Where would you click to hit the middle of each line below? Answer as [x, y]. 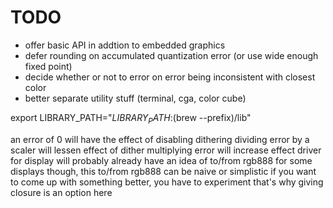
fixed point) [48, 66]
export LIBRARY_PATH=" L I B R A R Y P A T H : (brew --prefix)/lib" [131, 118]
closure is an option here [61, 192]
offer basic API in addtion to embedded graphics [125, 45]
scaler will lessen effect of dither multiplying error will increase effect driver [166, 150]
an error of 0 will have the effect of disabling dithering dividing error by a [160, 139]
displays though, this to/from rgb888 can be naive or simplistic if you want [163, 171]
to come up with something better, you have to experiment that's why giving [167, 182]
